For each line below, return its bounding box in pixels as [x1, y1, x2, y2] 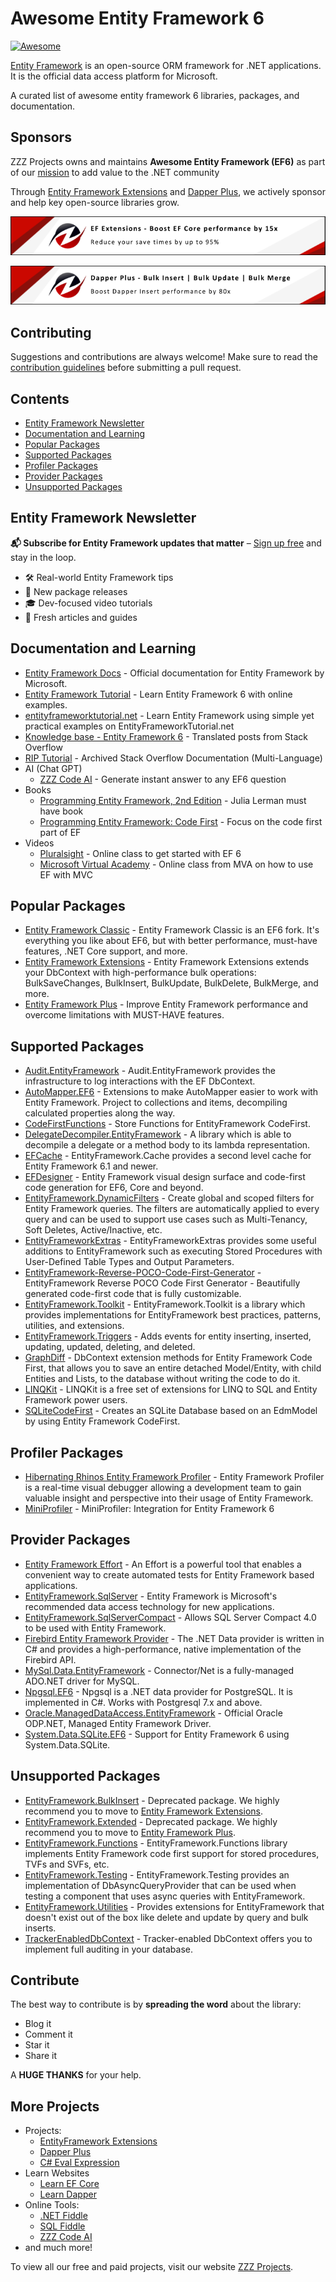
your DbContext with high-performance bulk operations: [24, 967, 257, 979]
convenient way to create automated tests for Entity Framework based [24, 1568, 315, 1581]
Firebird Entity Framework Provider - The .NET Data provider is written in [24, 1632, 325, 1644]
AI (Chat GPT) [24, 762, 83, 774]
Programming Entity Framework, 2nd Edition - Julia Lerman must [39, 794, 307, 806]
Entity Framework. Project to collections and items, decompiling [24, 1097, 288, 1109]
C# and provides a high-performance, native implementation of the [24, 1643, 302, 1655]
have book [39, 805, 84, 817]
